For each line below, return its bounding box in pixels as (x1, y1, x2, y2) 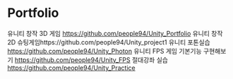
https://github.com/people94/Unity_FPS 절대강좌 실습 (14, 55, 168, 64)
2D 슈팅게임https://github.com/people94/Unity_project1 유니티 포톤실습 (7, 37, 210, 47)
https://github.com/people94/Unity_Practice (7, 63, 136, 72)
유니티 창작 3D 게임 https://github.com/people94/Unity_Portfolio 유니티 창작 (7, 29, 223, 37)
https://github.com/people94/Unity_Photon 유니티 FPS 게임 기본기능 (7, 47, 203, 55)
